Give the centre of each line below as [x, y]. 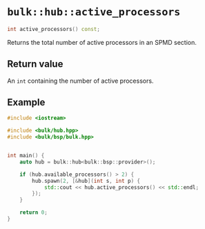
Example [26, 102]
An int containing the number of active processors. [80, 81]
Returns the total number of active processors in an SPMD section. [102, 42]
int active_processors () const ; [53, 29]
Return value [35, 64]
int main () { [26, 156]
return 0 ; [34, 212]
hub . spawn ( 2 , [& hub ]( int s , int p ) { [86, 181]
